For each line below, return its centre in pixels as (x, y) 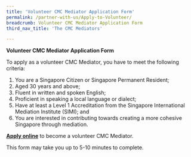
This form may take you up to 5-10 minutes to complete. (75, 147)
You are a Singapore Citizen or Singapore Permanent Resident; (92, 80)
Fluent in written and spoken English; (60, 93)
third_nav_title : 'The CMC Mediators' (54, 28)
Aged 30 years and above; (47, 87)
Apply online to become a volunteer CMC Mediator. (70, 136)
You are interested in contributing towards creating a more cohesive (98, 118)
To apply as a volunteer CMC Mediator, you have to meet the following (93, 62)
